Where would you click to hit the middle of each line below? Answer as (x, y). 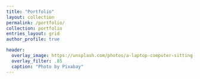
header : (16, 50)
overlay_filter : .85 (37, 61)
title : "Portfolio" (30, 12)
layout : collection (30, 17)
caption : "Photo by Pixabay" (48, 67)
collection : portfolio (34, 28)
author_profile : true (33, 39)
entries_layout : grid (33, 34)
